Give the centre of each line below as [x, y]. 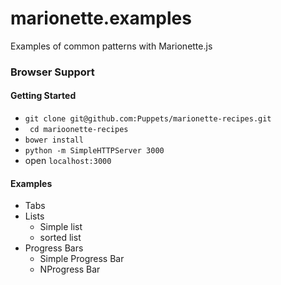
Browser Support [52, 72]
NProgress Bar [70, 269]
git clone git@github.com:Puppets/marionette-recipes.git [148, 119]
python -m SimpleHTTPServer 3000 [94, 151]
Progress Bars [54, 248]
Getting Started [43, 96]
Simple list [61, 227]
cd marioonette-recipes [79, 130]
